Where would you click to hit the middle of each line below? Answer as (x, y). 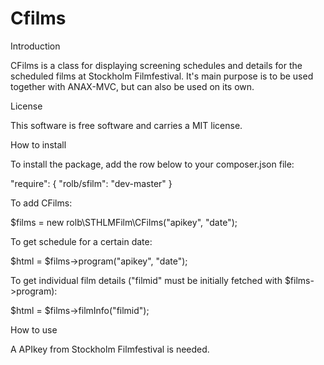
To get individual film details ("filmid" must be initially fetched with (146, 280)
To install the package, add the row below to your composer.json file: (152, 164)
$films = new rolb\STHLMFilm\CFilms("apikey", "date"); (124, 222)
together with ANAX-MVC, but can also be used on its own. (132, 86)
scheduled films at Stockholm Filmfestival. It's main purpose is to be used (162, 76)
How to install (38, 144)
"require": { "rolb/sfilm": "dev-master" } (91, 183)
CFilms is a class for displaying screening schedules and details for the (156, 65)
